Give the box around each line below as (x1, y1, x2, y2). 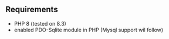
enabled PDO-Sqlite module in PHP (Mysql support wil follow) (13, 26, 164, 33)
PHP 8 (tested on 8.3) (13, 20, 67, 27)
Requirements (5, 5, 58, 15)
